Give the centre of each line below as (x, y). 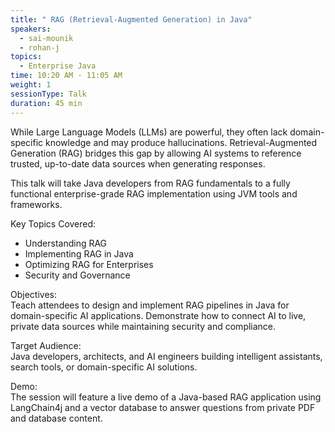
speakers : (31, 29)
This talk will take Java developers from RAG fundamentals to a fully (150, 183)
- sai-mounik (46, 38)
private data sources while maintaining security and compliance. (143, 326)
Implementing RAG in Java (79, 253)
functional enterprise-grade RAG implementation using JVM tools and (154, 193)
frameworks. (36, 204)
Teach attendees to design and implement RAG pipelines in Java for (150, 305)
